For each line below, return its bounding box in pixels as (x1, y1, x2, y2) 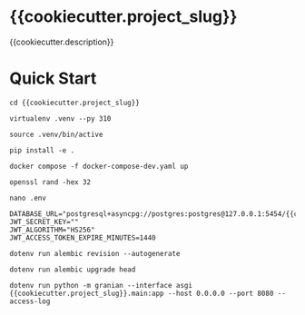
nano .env (9, 193, 47, 202)
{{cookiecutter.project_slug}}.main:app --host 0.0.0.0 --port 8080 (9, 289, 274, 298)
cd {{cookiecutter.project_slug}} (9, 98, 141, 107)
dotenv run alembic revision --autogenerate (9, 249, 181, 258)
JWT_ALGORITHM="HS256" (9, 225, 95, 234)
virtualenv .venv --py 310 (9, 113, 112, 123)
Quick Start (9, 68, 97, 89)
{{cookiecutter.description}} (9, 36, 114, 47)
